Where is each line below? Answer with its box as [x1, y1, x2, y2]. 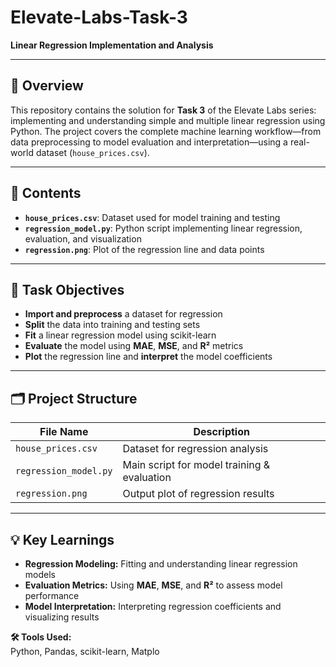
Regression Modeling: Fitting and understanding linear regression [24, 558, 298, 570]
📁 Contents [10, 185, 82, 202]
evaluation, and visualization [24, 232, 142, 245]
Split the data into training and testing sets [24, 319, 201, 331]
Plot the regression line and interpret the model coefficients [24, 351, 273, 363]
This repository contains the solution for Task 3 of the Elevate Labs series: [10, 104, 317, 116]
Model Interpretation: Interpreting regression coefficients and [24, 601, 282, 612]
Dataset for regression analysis [122, 442, 269, 456]
